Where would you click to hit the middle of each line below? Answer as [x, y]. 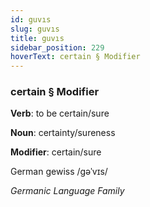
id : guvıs [31, 19]
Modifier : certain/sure [56, 152]
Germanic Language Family [67, 191]
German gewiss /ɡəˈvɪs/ [59, 172]
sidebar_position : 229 [57, 47]
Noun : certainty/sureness [63, 133]
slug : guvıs [35, 29]
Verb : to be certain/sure [60, 113]
